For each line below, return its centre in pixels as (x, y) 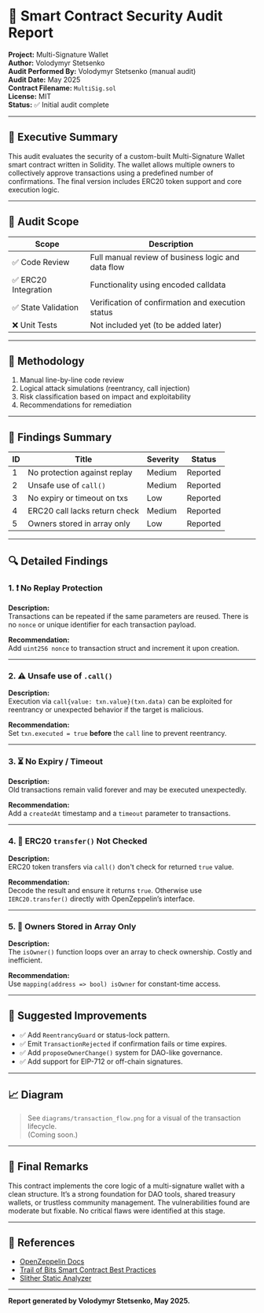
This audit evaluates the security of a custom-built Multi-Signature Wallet (126, 156)
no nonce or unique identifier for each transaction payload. (102, 624)
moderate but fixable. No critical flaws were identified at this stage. (117, 1211)
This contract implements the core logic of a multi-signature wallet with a (126, 1186)
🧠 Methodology (46, 361)
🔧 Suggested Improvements (78, 1016)
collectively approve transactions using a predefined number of (111, 173)
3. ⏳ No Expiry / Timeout (56, 762)
